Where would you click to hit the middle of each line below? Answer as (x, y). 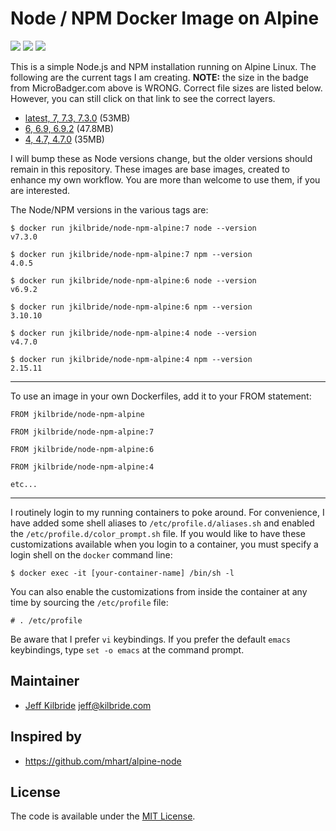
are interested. (40, 190)
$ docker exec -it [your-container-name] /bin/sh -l (122, 573)
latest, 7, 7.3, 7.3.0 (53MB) (77, 118)
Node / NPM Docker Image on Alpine (165, 18)
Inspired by (46, 737)
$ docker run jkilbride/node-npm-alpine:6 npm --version (131, 307)
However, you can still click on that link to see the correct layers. (143, 98)
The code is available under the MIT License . (103, 816)
